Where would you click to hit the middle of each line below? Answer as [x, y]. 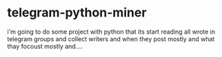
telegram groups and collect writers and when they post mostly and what [111, 38]
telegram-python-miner [77, 13]
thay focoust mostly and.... [45, 46]
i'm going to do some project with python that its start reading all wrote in [111, 32]
